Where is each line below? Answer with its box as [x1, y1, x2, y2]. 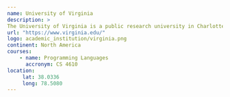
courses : [7, 48, 32, 55]
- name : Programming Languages [19, 55, 109, 61]
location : [7, 67, 36, 74]
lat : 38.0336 [22, 73, 60, 81]
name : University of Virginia [7, 10, 94, 17]
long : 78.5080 [22, 80, 63, 87]
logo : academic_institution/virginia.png [7, 36, 127, 42]
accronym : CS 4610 [25, 61, 78, 68]
